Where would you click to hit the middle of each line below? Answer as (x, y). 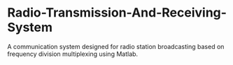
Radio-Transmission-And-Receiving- (117, 13)
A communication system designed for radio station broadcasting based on (116, 46)
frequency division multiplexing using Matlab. (73, 54)
